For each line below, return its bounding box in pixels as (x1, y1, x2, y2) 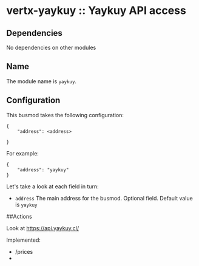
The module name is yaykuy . (6, 77, 77, 85)
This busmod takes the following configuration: (6, 111, 124, 118)
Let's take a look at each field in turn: (6, 183, 99, 190)
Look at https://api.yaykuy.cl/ (6, 224, 79, 231)
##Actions (6, 213, 32, 220)
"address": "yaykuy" (17, 166, 69, 173)
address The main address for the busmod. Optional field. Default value (15, 194, 193, 202)
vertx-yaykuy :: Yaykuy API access (6, 4, 186, 18)
